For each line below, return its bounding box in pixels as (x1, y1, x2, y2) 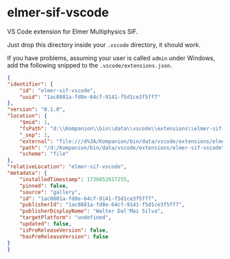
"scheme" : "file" (19, 150, 69, 158)
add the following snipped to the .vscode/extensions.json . (7, 61, 172, 69)
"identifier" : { (7, 81, 53, 87)
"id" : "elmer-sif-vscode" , (19, 87, 97, 94)
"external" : (19, 138, 53, 145)
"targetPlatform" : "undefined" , (19, 214, 112, 221)
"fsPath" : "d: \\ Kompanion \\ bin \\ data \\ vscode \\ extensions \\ (19, 125, 194, 132)
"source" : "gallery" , (19, 189, 81, 195)
